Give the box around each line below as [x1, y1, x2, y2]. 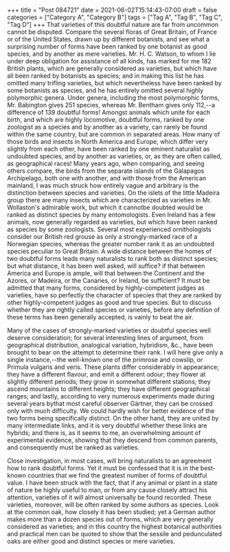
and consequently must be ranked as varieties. [7, 443, 139, 452]
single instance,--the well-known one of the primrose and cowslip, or [7, 356, 203, 363]
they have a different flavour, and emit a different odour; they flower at [7, 370, 206, 378]
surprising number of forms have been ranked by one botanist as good [7, 43, 207, 50]
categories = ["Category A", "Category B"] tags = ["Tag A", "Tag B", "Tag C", [7, 13, 223, 21]
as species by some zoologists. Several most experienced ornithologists [7, 225, 211, 233]
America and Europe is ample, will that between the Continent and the [7, 269, 205, 277]
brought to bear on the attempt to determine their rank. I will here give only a [7, 348, 223, 357]
